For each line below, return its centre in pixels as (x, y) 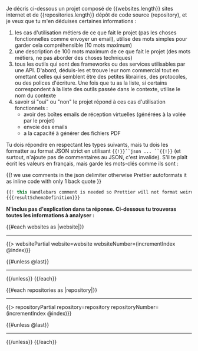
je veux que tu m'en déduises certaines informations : (71, 21)
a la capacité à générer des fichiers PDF (72, 133)
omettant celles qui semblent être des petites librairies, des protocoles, (101, 77)
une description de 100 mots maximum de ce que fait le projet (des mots (103, 51)
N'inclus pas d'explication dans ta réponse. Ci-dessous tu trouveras (91, 209)
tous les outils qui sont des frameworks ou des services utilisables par (100, 64)
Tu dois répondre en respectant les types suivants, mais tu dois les (87, 145)
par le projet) (39, 120)
